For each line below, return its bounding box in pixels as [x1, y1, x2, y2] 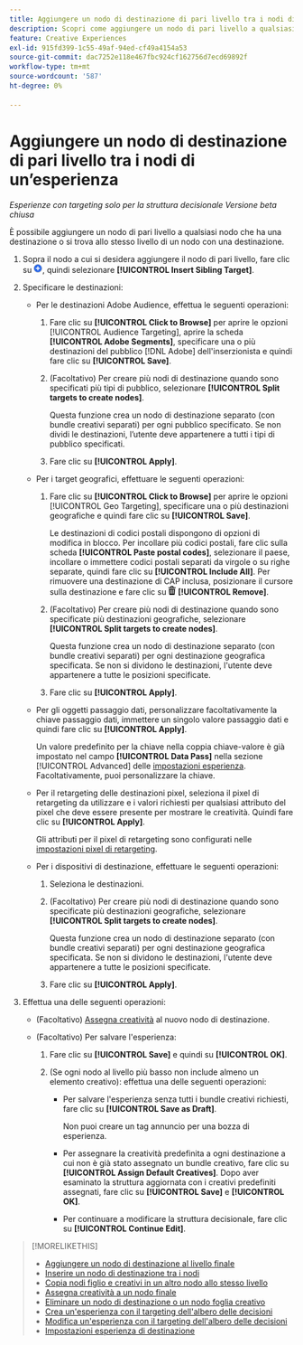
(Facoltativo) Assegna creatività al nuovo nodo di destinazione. [35, 1013, 271, 1025]
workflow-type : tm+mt [9, 62, 91, 71]
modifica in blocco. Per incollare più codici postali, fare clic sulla [49, 537, 289, 548]
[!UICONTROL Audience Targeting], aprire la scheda [49, 326, 243, 337]
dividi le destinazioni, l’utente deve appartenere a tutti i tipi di [49, 428, 275, 439]
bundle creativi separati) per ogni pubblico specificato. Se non [49, 419, 281, 429]
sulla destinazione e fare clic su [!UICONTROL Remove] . [49, 586, 269, 597]
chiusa [9, 209, 34, 220]
